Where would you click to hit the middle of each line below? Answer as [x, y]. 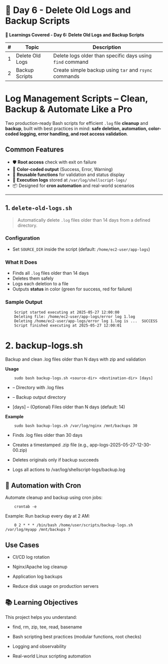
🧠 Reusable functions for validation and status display [68, 175]
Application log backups [37, 576]
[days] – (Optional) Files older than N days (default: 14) [69, 407]
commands [66, 76]
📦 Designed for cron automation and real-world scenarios [73, 186]
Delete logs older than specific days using [102, 56]
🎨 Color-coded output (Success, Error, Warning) [63, 169]
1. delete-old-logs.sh [39, 208]
